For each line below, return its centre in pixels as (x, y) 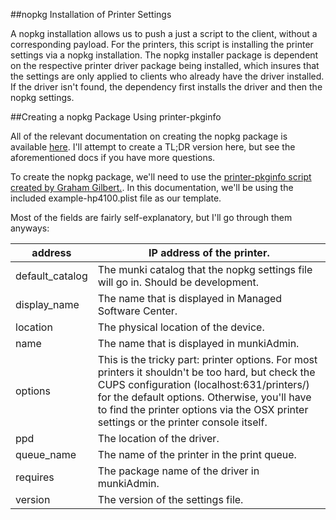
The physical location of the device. (181, 327)
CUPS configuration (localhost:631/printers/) (203, 384)
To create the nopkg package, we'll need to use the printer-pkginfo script (161, 177)
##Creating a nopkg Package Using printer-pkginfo (116, 117)
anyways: (30, 228)
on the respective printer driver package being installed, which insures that (165, 65)
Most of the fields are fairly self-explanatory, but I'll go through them (151, 217)
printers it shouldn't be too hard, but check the (206, 372)
